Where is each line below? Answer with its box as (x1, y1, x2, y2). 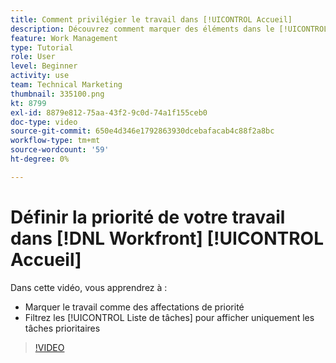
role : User (10, 52, 56, 62)
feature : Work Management (10, 33, 118, 43)
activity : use (10, 71, 70, 81)
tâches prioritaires (24, 322, 101, 334)
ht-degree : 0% (10, 154, 70, 164)
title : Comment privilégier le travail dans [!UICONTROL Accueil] (10, 14, 293, 25)
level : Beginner (10, 61, 78, 71)
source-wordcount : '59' (10, 145, 110, 155)
